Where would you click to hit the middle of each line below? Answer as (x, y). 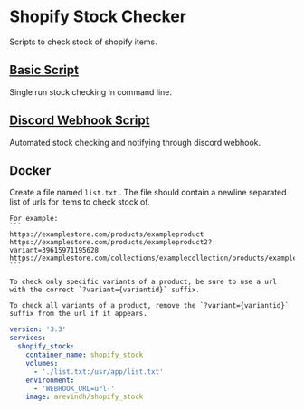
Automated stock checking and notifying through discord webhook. (135, 142)
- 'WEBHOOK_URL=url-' (74, 388)
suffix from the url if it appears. (78, 314)
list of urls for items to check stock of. (80, 202)
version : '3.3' (38, 329)
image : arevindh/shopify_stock (85, 397)
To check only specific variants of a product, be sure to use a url (143, 282)
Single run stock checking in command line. (91, 91)
